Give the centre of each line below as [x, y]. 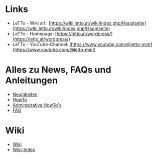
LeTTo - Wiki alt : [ [31, 23]
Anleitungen [32, 80]
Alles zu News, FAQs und [58, 70]
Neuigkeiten [25, 94]
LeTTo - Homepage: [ [35, 33]
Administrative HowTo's [37, 105]
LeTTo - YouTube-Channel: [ [42, 44]
